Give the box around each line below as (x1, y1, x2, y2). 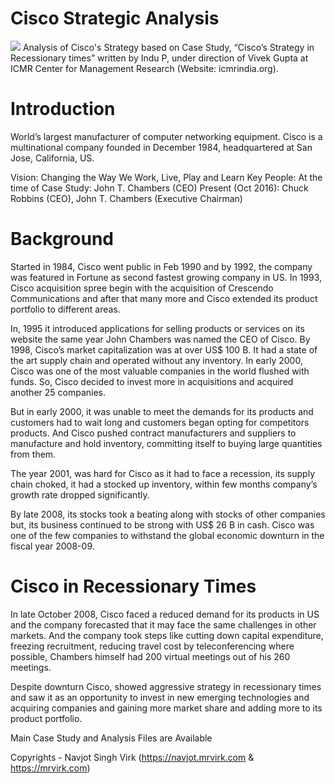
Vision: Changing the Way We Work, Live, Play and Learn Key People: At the (10, 171, 323, 183)
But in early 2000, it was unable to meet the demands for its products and (10, 405, 314, 417)
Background (10, 228, 114, 251)
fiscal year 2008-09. (10, 540, 95, 552)
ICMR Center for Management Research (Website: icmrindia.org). (10, 62, 279, 74)
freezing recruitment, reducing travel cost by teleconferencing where (10, 640, 295, 652)
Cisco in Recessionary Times (10, 575, 257, 597)
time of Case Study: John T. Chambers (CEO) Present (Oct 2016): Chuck (10, 182, 309, 194)
